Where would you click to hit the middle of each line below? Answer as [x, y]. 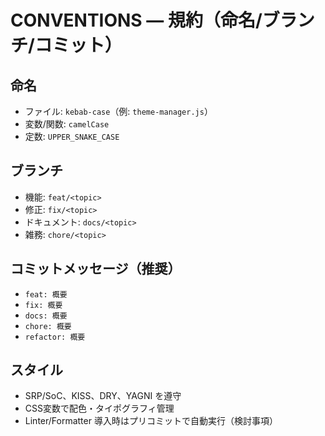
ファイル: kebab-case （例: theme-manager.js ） [118, 111]
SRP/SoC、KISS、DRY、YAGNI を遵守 [103, 396]
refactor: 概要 [55, 337]
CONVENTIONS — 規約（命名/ [136, 20]
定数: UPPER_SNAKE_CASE [72, 136]
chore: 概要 [48, 326]
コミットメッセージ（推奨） [96, 269]
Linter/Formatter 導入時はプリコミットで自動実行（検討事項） [151, 421]
